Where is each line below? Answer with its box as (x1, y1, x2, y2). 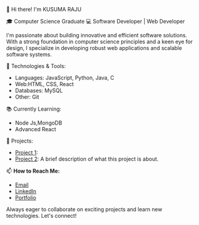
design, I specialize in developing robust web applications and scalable (6, 45, 182, 51)
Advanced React (14, 126, 57, 132)
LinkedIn (14, 188, 37, 195)
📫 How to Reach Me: (6, 167, 60, 174)
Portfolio (14, 194, 37, 201)
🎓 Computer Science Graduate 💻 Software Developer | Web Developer (6, 18, 185, 25)
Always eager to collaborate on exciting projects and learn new (6, 206, 162, 213)
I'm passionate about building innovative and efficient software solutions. (6, 32, 188, 39)
